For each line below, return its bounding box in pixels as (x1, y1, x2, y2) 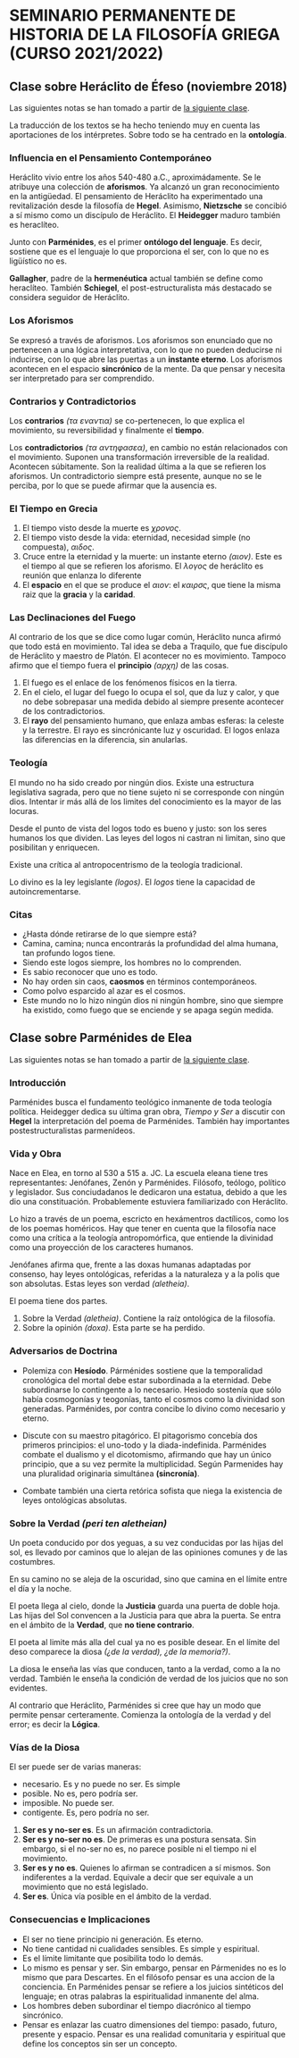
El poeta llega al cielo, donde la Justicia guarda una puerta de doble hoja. (9, 1600, 281, 1611)
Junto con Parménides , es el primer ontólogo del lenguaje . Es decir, (9, 237, 262, 248)
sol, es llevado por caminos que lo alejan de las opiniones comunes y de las (9, 1547, 288, 1558)
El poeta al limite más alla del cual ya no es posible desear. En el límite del (9, 1637, 280, 1648)
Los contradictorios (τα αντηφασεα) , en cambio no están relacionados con (9, 441, 288, 452)
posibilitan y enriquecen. (9, 842, 100, 853)
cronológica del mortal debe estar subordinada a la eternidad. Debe (21, 1374, 272, 1385)
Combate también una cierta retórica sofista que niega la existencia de (21, 1485, 283, 1496)
